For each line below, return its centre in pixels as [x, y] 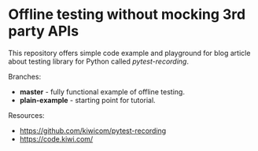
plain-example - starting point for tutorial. [87, 100]
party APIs [44, 31]
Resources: [26, 115]
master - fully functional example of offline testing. [102, 91]
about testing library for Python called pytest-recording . [98, 61]
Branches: [25, 76]
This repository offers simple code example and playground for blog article [129, 53]
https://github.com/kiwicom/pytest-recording [93, 131]
